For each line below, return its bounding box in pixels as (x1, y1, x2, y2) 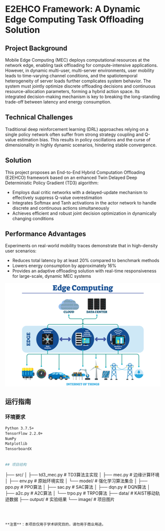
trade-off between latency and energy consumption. (5, 99, 112, 104)
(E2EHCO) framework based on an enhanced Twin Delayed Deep (5, 174, 137, 180)
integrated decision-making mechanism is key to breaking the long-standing (5, 94, 160, 100)
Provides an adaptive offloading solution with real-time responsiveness (12, 268, 157, 274)
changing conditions (12, 215, 54, 221)
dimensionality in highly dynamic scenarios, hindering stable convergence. (5, 142, 157, 148)
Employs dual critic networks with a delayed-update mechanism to (12, 189, 148, 195)
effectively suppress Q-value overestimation (12, 195, 102, 200)
